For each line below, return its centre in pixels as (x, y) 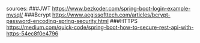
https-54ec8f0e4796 (32, 34)
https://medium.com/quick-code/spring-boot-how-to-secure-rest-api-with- (100, 27)
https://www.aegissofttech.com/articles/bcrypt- (111, 15)
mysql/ (15, 15)
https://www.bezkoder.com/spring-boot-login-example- (121, 9)
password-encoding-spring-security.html (58, 21)
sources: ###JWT (29, 9)
